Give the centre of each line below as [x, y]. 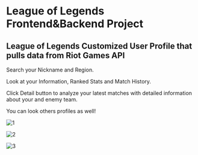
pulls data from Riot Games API [66, 55]
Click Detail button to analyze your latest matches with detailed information [99, 93]
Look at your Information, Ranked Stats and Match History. [79, 81]
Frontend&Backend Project [75, 24]
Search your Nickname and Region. [50, 70]
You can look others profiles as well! [51, 111]
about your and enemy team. [42, 99]
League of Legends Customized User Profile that [99, 46]
